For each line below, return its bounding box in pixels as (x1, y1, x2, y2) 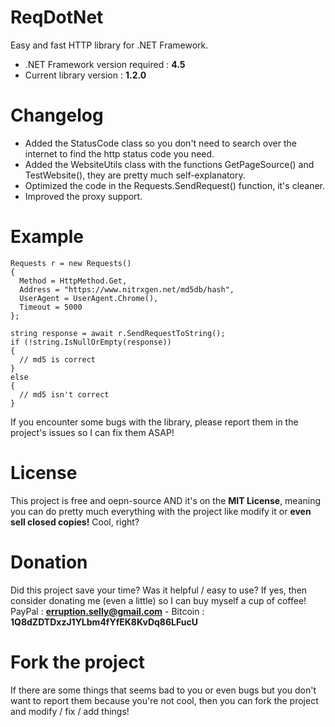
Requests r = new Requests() (10, 258, 132, 268)
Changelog (10, 104, 104, 127)
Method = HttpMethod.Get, (19, 276, 128, 286)
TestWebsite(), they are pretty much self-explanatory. (24, 169, 246, 181)
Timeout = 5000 (19, 302, 83, 312)
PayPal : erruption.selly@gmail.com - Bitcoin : (10, 605, 205, 617)
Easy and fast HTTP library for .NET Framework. (10, 39, 209, 51)
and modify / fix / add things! (10, 705, 130, 717)
